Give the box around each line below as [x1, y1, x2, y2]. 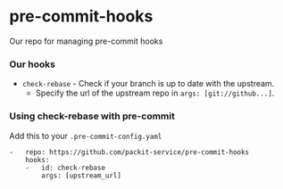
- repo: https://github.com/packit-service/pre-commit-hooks [9, 147, 250, 157]
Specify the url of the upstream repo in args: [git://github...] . [35, 87, 275, 99]
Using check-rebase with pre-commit [9, 110, 176, 122]
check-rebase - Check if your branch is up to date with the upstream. [21, 78, 275, 89]
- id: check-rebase [25, 163, 105, 172]
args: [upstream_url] [41, 171, 122, 180]
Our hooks [9, 58, 56, 70]
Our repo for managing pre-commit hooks [9, 36, 163, 46]
